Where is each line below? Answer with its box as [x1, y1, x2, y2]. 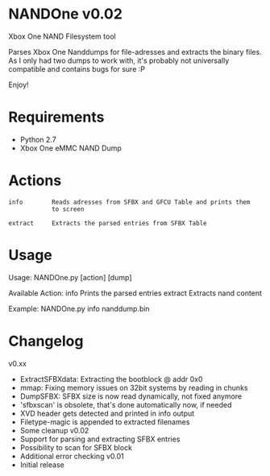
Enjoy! [8, 80, 30, 89]
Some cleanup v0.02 [19, 425, 89, 435]
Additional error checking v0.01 [19, 451, 124, 461]
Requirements [8, 108, 105, 126]
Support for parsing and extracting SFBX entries [19, 434, 181, 444]
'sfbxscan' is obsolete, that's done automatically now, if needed [19, 399, 232, 409]
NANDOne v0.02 [8, 5, 123, 23]
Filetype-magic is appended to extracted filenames [19, 416, 190, 427]
